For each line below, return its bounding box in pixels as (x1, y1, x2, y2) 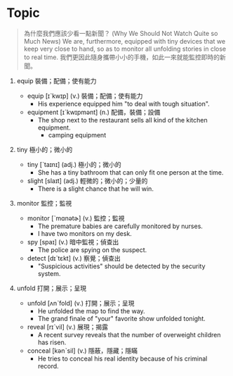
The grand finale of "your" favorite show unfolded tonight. (37, 314, 206, 322)
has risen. (37, 338, 67, 346)
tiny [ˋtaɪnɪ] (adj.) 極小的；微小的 (27, 160, 121, 168)
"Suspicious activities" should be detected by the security (37, 262, 206, 270)
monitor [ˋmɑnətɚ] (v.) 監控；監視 (27, 213, 125, 223)
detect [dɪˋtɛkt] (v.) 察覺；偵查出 (27, 253, 121, 262)
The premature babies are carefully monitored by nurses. (37, 222, 203, 230)
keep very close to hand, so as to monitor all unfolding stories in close (23, 44, 226, 53)
